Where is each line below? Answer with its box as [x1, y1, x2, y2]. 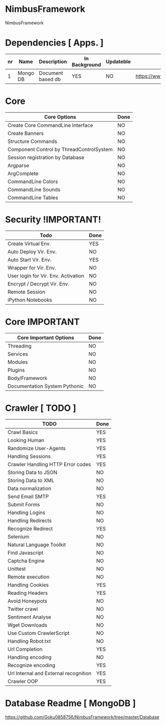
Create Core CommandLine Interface [7, 122, 93, 129]
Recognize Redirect [7, 525, 53, 532]
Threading [7, 342, 32, 349]
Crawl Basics [7, 429, 38, 436]
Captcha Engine [7, 557, 44, 564]
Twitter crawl [7, 605, 38, 612]
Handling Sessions [7, 453, 51, 459]
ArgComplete [7, 170, 39, 177]
